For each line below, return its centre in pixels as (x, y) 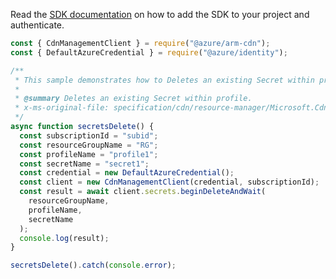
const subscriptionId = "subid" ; (89, 135)
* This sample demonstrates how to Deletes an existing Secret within (164, 80)
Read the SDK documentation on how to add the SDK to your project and (160, 14)
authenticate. (37, 25)
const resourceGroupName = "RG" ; (89, 145)
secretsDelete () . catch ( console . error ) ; (93, 265)
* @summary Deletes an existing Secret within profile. (133, 99)
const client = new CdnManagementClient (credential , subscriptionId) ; (169, 182)
